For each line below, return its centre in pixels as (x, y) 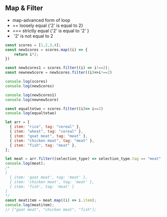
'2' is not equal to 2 (34, 36)
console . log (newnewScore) (32, 100)
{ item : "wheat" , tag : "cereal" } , (46, 132)
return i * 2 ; (26, 54)
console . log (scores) (27, 81)
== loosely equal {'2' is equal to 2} (48, 25)
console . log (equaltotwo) (31, 113)
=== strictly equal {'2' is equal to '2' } (51, 31)
